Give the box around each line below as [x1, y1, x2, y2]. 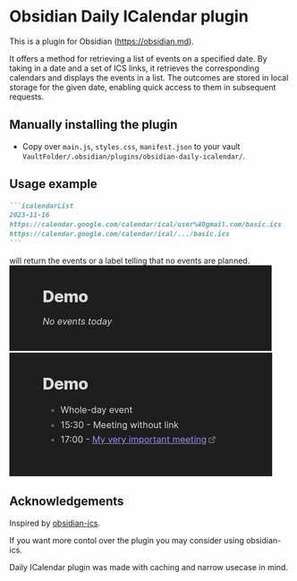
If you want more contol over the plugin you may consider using [9, 534, 244, 545]
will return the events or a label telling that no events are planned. [9, 255, 250, 266]
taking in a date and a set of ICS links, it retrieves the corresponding [9, 63, 259, 73]
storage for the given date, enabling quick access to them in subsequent [9, 81, 276, 92]
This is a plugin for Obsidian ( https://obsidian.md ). [9, 36, 194, 47]
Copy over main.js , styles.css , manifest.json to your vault [21, 141, 241, 151]
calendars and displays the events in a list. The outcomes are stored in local [9, 72, 289, 82]
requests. [9, 91, 45, 102]
